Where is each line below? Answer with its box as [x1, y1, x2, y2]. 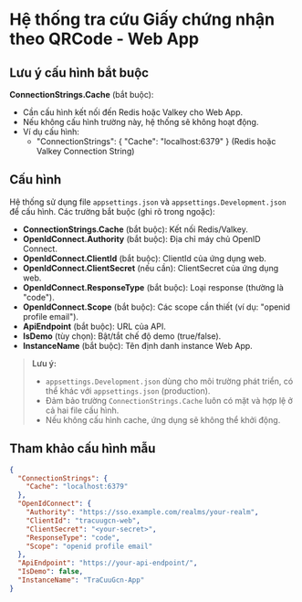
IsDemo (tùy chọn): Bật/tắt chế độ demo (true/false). [22, 330, 222, 342]
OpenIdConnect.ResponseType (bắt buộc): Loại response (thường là [22, 281, 285, 292]
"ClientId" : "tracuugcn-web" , [26, 516, 141, 525]
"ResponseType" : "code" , [26, 533, 120, 543]
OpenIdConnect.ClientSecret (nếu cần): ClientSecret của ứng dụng [22, 262, 279, 273]
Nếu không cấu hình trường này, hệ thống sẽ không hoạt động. [22, 117, 259, 127]
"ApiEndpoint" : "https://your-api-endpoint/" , [17, 558, 198, 568]
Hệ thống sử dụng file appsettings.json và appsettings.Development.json [9, 196, 286, 207]
